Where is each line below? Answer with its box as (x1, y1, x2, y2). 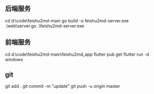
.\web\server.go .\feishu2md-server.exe (5, 23, 85, 29)
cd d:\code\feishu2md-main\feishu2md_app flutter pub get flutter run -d (5, 51, 149, 57)
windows (5, 56, 23, 62)
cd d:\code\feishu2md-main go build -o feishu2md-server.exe (5, 17, 129, 23)
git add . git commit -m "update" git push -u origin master (5, 83, 120, 89)
